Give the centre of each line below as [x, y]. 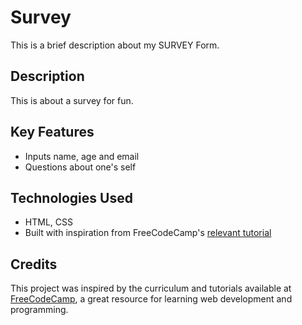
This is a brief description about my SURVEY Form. [115, 45]
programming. [39, 310]
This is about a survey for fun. [72, 100]
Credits [34, 264]
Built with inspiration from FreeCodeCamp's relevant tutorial [148, 233]
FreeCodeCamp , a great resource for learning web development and [151, 299]
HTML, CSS [48, 222]
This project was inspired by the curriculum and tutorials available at [151, 288]
